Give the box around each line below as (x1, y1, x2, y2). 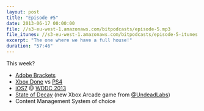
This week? (6, 59, 35, 67)
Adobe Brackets (15, 71, 56, 79)
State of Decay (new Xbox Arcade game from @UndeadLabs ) (15, 91, 171, 98)
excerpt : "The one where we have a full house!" (6, 37, 133, 43)
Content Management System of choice (15, 97, 116, 104)
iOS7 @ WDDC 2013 (15, 84, 67, 91)
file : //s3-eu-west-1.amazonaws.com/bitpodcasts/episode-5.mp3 (6, 26, 171, 32)
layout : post (6, 9, 40, 15)
